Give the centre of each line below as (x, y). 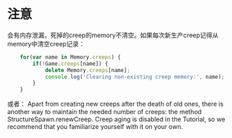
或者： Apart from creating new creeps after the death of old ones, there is (115, 104)
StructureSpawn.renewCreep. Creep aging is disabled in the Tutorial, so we (116, 119)
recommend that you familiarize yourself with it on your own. (95, 127)
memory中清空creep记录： (46, 43)
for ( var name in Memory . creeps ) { (70, 57)
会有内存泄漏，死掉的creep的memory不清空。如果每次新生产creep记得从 (113, 35)
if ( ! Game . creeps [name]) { (71, 64)
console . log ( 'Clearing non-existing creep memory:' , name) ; (135, 77)
